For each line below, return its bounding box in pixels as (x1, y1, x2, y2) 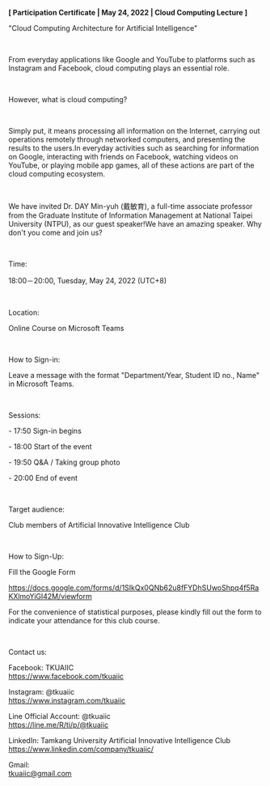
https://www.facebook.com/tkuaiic (8, 672, 124, 681)
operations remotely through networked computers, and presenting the (8, 134, 246, 144)
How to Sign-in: (8, 355, 61, 364)
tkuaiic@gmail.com (8, 769, 72, 778)
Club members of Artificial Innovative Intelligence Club (8, 520, 190, 529)
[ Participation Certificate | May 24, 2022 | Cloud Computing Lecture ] (8, 8, 248, 17)
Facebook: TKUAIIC (8, 663, 74, 672)
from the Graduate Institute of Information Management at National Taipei (8, 210, 253, 220)
